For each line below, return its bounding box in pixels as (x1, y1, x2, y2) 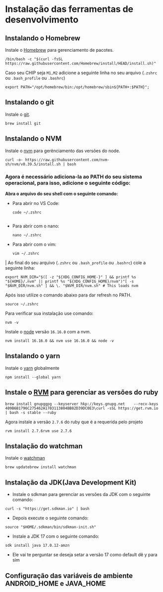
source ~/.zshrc (5, 301, 39, 306)
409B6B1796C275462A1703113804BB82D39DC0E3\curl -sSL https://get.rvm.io (5, 405, 159, 411)
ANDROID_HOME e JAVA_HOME (5, 579, 106, 588)
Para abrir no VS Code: (12, 200, 59, 206)
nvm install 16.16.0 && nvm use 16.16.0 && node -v (5, 338, 114, 343)
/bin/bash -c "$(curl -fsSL (5, 57, 63, 62)
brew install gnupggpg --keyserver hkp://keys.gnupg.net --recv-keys (5, 401, 159, 406)
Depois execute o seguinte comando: (12, 515, 89, 521)
